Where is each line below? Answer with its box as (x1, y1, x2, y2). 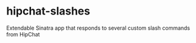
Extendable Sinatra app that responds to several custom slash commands (6, 24, 191, 31)
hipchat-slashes (6, 4, 90, 18)
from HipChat (6, 30, 41, 38)
